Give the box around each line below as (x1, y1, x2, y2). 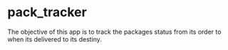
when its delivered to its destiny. (7, 35, 102, 43)
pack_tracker (7, 4, 87, 20)
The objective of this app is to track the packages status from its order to (7, 27, 222, 36)
